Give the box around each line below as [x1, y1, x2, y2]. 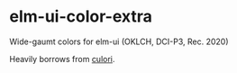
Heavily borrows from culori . [9, 53, 115, 64]
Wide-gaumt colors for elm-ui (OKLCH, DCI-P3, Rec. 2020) [9, 36, 229, 47]
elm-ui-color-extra [9, 6, 153, 27]
